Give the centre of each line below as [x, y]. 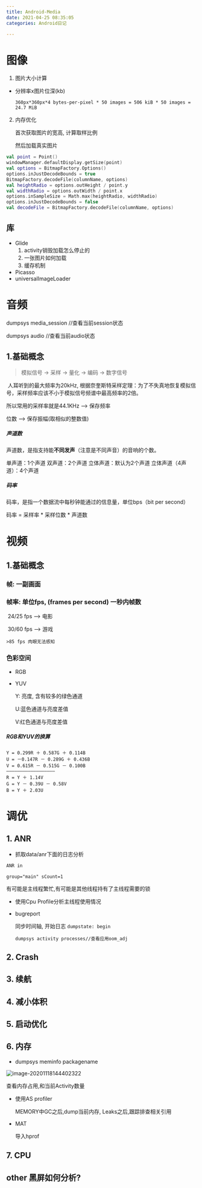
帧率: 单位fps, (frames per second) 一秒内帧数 [74, 602]
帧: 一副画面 [24, 584]
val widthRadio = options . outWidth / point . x [64, 191]
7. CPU [19, 1156]
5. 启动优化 [27, 1024]
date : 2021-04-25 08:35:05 [40, 18]
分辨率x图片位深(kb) [40, 91]
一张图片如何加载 [45, 257]
